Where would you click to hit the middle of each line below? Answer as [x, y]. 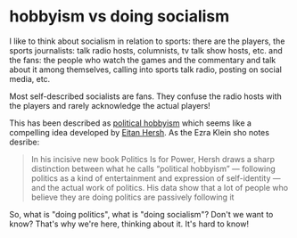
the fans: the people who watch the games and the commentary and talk [143, 60]
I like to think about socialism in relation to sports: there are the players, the [147, 41]
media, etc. [30, 78]
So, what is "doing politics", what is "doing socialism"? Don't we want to [141, 214]
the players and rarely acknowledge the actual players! [110, 105]
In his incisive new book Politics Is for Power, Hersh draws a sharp [153, 159]
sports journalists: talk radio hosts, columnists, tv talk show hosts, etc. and [146, 50]
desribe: [25, 142]
